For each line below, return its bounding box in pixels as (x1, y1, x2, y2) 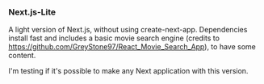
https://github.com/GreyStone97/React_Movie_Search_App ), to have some (8, 42, 256, 52)
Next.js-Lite (8, 6, 57, 18)
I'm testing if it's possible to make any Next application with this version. (8, 66, 249, 76)
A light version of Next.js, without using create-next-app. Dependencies (8, 25, 248, 35)
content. (8, 51, 36, 61)
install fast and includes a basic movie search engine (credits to (8, 33, 220, 43)
